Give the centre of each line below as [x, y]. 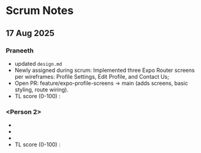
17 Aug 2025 [30, 33]
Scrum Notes [40, 11]
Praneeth [20, 51]
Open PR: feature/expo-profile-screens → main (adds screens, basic [101, 83]
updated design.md [38, 63]
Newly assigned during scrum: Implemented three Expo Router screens [104, 70]
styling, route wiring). [41, 90]
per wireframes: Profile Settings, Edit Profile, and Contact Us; [92, 76]
